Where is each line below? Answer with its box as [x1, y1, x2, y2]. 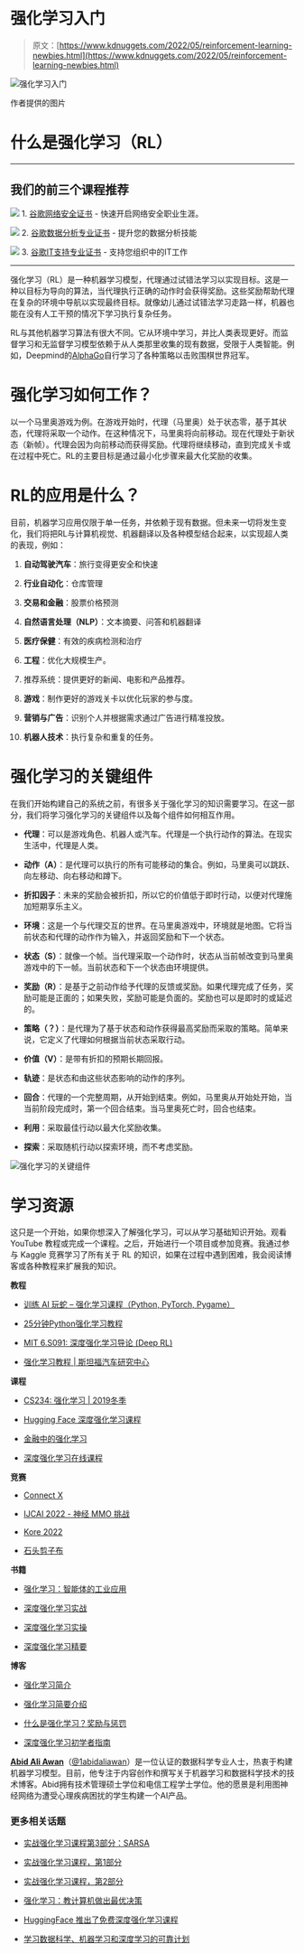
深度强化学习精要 [23, 1641, 88, 1652]
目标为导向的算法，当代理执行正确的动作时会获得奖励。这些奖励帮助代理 [25, 285, 295, 296]
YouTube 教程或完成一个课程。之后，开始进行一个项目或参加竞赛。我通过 [10, 1238, 282, 1249]
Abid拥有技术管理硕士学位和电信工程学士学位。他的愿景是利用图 [41, 1779, 281, 1789]
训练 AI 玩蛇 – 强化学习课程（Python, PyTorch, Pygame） [23, 1299, 235, 1310]
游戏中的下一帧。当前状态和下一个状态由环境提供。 [23, 961, 214, 972]
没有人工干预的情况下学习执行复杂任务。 [25, 308, 177, 319]
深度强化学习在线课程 [23, 1453, 103, 1463]
